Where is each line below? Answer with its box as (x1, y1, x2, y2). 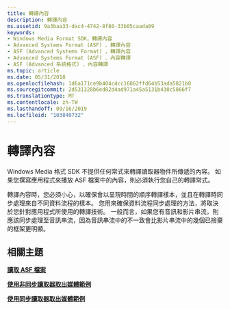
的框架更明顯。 (7, 224, 49, 232)
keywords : (7, 29, 36, 36)
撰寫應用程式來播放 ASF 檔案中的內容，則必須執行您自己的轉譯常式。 (18, 176, 214, 184)
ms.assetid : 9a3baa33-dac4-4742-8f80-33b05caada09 (7, 23, 155, 29)
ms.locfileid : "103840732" (7, 111, 84, 118)
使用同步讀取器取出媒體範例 (7, 295, 86, 303)
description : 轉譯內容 (7, 16, 68, 23)
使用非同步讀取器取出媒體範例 (7, 280, 91, 288)
